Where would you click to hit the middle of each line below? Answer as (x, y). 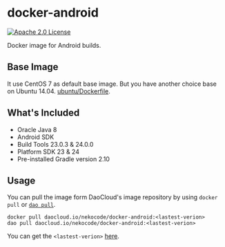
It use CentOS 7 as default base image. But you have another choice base (112, 84)
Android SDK (36, 137)
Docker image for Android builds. (54, 45)
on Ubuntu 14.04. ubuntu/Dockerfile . (59, 91)
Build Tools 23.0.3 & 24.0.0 (55, 144)
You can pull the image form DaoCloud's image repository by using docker (112, 197)
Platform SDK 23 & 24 (48, 152)
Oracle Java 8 (37, 129)
